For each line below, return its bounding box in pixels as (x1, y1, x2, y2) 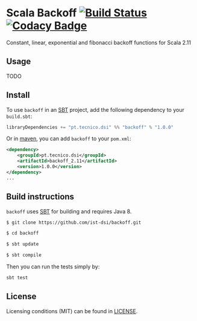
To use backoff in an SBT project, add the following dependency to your (6, 106, 185, 113)
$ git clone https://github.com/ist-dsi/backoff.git (6, 219, 142, 225)
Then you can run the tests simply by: (6, 263, 100, 270)
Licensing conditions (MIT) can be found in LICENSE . (6, 307, 138, 314)
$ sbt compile (6, 252, 42, 258)
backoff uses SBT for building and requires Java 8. (6, 207, 132, 215)
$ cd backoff (6, 230, 39, 236)
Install (6, 90, 30, 100)
